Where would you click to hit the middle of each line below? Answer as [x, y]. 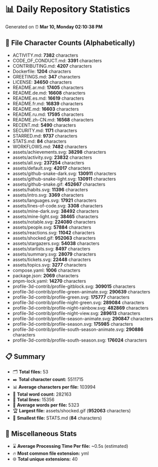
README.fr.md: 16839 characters [48, 103]
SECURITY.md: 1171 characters [45, 130]
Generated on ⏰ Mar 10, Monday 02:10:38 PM [54, 27]
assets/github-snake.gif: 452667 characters [59, 184]
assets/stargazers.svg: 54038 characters [56, 243]
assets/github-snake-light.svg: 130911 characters [64, 179]
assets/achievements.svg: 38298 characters [59, 152]
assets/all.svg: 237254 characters [48, 162]
